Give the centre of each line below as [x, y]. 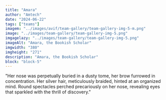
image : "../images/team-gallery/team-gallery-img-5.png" [67, 33]
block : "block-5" [24, 62]
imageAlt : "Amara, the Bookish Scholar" [49, 43]
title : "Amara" [21, 10]
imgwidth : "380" [22, 47]
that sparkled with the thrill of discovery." [48, 92]
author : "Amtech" [24, 15]
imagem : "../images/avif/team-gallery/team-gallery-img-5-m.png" [75, 29]
